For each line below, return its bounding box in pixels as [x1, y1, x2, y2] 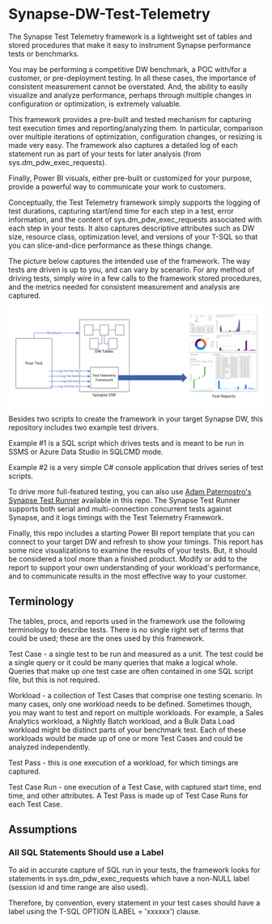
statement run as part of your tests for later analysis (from [8, 149, 202, 159]
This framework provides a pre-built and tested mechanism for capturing [8, 114, 252, 124]
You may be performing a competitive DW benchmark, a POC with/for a [8, 64, 247, 74]
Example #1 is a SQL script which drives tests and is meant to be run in [8, 438, 244, 447]
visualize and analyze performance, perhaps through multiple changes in [8, 90, 253, 100]
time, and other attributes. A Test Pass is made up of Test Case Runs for [8, 790, 249, 800]
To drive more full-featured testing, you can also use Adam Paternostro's [8, 486, 252, 496]
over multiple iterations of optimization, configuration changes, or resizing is [8, 131, 263, 142]
